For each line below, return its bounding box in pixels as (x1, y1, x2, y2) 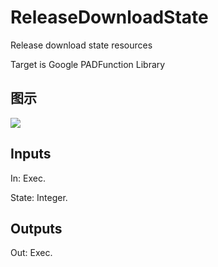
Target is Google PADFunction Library (10, 58, 166, 70)
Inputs (10, 146, 52, 163)
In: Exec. (10, 172, 46, 184)
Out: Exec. (10, 247, 53, 259)
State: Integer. (10, 191, 68, 203)
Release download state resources (10, 39, 153, 51)
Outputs (10, 220, 63, 237)
